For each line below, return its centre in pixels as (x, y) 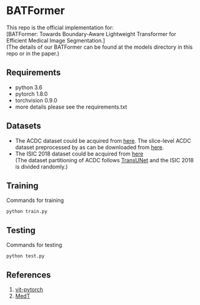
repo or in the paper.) (33, 53)
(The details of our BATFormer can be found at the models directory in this (100, 47)
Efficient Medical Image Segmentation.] (56, 40)
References (29, 275)
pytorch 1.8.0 (31, 94)
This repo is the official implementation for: (60, 27)
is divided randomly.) (41, 167)
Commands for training (35, 200)
